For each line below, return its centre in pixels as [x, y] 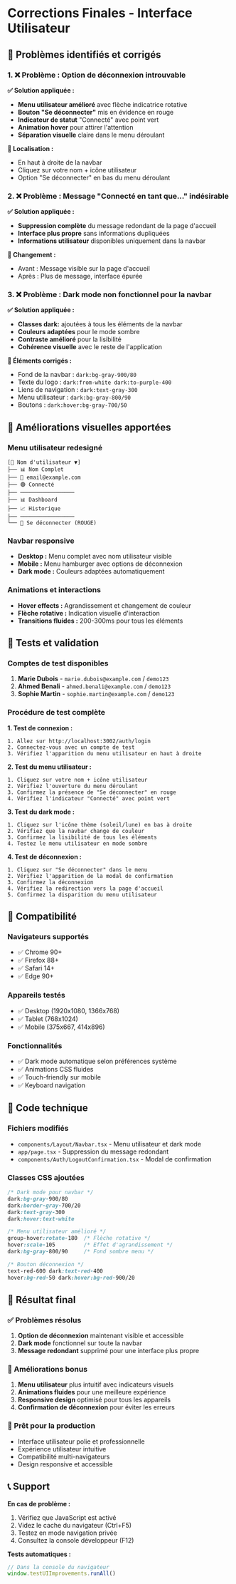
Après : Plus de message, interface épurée [80, 276]
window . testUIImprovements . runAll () [61, 1574]
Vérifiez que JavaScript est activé [67, 1517]
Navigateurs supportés [48, 937]
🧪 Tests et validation [53, 643]
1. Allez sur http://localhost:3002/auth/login [79, 741]
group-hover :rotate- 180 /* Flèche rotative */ [79, 1238]
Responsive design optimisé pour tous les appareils [94, 1400]
